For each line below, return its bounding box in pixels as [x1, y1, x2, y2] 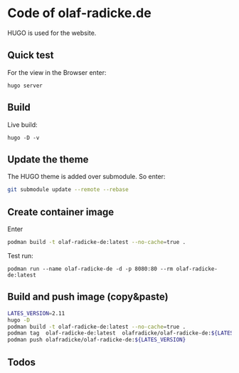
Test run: [7, 251, 33, 260]
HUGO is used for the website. [7, 29, 97, 37]
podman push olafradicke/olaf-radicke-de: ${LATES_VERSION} [7, 337, 186, 344]
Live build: [7, 120, 38, 129]
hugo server [7, 82, 43, 89]
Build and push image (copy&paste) [7, 291, 169, 303]
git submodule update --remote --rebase [7, 186, 129, 193]
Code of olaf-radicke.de [7, 5, 152, 21]
